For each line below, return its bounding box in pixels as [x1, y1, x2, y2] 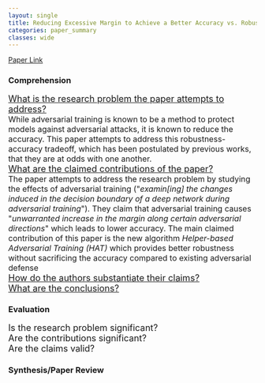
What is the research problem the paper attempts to [8, 92, 225, 104]
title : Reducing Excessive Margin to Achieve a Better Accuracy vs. [8, 19, 238, 27]
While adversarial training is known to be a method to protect [8, 114, 235, 125]
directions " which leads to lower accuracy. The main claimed [8, 223, 234, 234]
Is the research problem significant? [8, 321, 159, 333]
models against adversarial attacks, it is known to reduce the [8, 123, 234, 134]
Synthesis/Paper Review [8, 364, 104, 375]
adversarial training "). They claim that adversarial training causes [8, 203, 252, 214]
